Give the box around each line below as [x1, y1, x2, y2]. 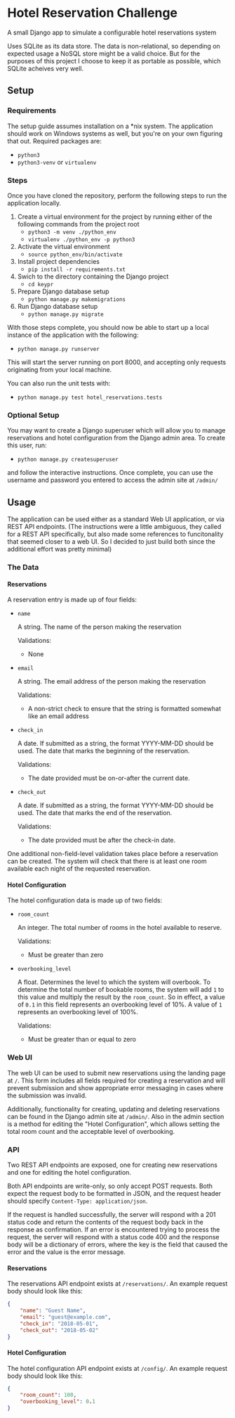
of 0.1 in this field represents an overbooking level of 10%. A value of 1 [17, 1000, 222, 1009]
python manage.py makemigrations [27, 295, 126, 303]
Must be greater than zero [27, 951, 104, 959]
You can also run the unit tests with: [7, 378, 111, 388]
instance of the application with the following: [7, 331, 139, 339]
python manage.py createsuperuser [17, 456, 119, 464]
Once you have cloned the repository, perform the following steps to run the [7, 191, 227, 200]
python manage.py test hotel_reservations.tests [17, 394, 163, 401]
